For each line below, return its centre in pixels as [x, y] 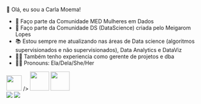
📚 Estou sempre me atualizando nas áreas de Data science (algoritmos [105, 41]
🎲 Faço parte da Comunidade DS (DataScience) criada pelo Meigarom [103, 28]
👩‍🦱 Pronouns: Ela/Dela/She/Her [55, 63]
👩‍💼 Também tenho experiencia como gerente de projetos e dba [95, 56]
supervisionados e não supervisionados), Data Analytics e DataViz [98, 50]
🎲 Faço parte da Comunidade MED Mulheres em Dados [84, 21]
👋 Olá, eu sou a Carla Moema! [44, 9]
